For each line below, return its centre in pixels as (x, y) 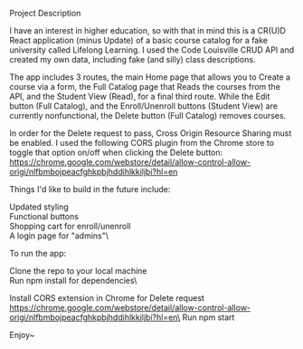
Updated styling (39, 207)
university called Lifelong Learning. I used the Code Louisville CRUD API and (152, 50)
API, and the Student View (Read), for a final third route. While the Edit (140, 96)
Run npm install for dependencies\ (73, 281)
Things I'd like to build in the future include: (90, 189)
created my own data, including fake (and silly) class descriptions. (133, 59)
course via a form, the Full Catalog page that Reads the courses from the (145, 87)
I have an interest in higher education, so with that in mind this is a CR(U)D (148, 30)
